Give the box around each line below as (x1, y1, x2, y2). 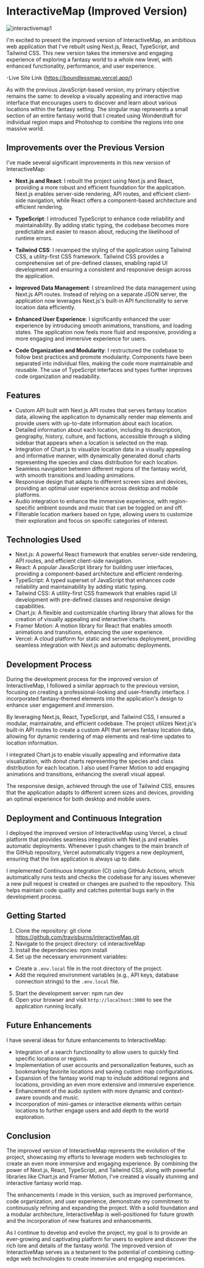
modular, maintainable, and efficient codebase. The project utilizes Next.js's (6, 720, 197, 727)
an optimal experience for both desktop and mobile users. (6, 795, 152, 803)
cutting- (175, 1248, 196, 1256)
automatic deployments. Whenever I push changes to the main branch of (6, 842, 189, 850)
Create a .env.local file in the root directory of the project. (15, 964, 163, 972)
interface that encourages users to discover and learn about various (6, 99, 177, 106)
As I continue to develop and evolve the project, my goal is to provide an (6, 1229, 188, 1236)
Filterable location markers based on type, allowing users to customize (15, 510, 193, 517)
